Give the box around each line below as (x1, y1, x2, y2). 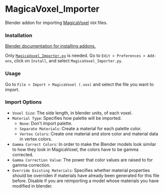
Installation (5, 32, 33, 39)
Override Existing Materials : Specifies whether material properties (12, 167, 150, 173)
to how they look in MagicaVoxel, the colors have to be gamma (12, 146, 139, 152)
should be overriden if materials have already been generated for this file (12, 172, 160, 178)
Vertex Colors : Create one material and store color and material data (19, 131, 158, 137)
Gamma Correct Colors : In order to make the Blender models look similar (12, 141, 157, 147)
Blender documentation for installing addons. (5, 43, 96, 49)
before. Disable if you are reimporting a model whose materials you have (12, 178, 159, 184)
